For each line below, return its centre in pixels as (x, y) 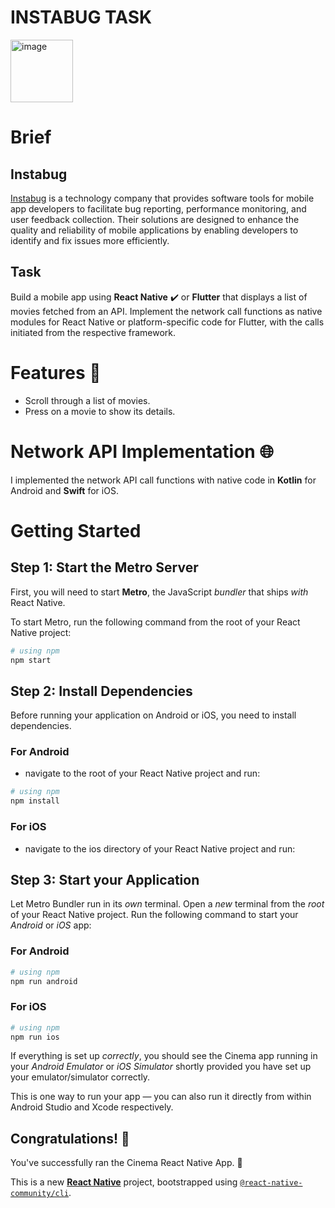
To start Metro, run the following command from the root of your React (155, 622)
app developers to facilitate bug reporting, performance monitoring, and (158, 208)
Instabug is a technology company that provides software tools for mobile (162, 198)
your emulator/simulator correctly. (80, 1077)
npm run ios (35, 1037)
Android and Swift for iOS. (64, 490)
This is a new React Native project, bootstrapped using (124, 1182)
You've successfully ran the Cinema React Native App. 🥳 (126, 1163)
